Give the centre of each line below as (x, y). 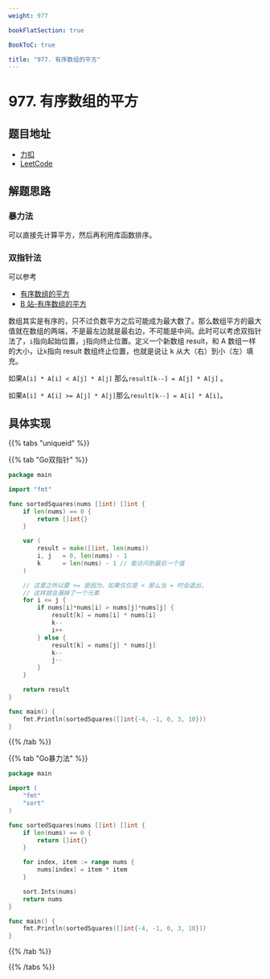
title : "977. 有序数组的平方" (55, 60)
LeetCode (36, 164)
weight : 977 (28, 16)
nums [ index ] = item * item (82, 870)
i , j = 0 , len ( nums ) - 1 (82, 556)
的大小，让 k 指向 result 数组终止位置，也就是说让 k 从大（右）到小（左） (127, 352)
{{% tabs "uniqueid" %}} (49, 443)
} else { (52, 638)
